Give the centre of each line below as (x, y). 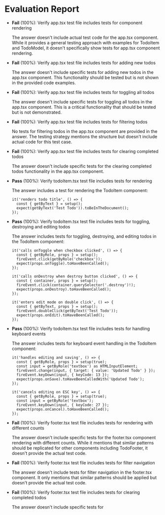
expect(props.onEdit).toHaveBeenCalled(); (61, 315)
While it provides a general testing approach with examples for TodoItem (85, 42)
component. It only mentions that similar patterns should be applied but (84, 477)
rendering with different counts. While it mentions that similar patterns (83, 443)
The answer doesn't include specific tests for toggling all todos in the (82, 101)
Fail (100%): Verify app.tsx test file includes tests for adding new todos (84, 63)
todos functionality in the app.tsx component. (58, 171)
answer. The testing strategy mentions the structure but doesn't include (84, 136)
